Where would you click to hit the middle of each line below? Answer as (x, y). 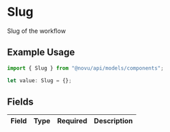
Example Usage (41, 52)
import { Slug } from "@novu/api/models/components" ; (86, 68)
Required (72, 121)
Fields (21, 102)
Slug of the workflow (37, 31)
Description (113, 121)
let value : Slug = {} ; (39, 80)
